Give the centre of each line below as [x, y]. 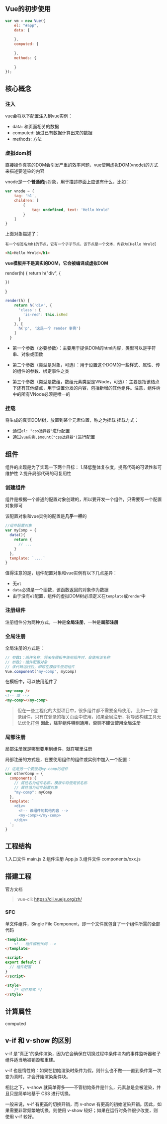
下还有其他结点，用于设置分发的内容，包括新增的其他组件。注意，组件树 [86, 388]
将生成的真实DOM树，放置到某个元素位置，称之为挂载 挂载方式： [72, 420]
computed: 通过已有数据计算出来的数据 [52, 133]
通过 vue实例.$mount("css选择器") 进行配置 [54, 437]
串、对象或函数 [28, 354]
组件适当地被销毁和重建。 [31, 1060]
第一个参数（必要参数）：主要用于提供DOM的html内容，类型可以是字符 [84, 348]
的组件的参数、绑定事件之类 [41, 371]
